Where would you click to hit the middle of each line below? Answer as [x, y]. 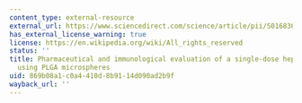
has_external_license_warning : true [78, 34]
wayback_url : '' [40, 84]
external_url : [36, 26]
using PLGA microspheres [64, 68]
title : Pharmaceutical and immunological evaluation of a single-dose [144, 59]
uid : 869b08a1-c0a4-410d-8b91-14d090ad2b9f [92, 76]
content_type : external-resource [72, 17]
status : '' [30, 51]
